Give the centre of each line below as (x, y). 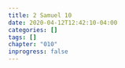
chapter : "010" (33, 45)
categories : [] (33, 30)
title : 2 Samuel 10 (40, 15)
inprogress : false (38, 52)
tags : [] (22, 37)
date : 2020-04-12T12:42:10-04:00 (63, 23)
